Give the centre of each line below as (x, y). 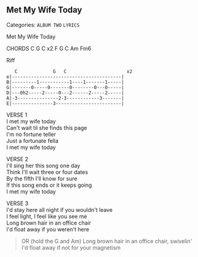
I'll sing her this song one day (43, 165)
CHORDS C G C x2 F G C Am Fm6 (49, 48)
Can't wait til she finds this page (47, 128)
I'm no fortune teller (31, 134)
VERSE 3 (17, 203)
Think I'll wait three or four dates (47, 172)
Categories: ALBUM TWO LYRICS (43, 24)
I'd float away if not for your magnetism (71, 247)
